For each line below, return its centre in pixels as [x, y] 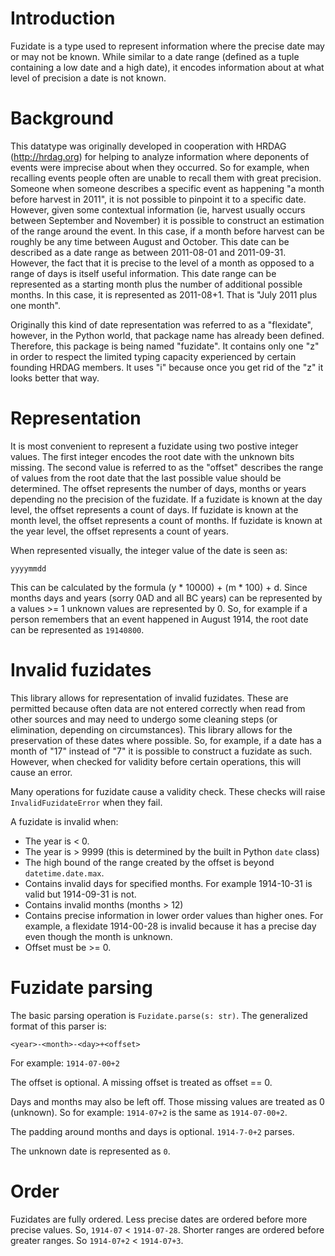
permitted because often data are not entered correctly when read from [158, 708]
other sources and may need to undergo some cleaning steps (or [144, 719]
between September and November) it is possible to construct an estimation [167, 220]
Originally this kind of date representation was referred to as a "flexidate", [162, 324]
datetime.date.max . [64, 873]
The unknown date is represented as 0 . [90, 1151]
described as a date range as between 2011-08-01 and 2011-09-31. [148, 252]
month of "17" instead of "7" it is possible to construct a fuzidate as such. [161, 751]
